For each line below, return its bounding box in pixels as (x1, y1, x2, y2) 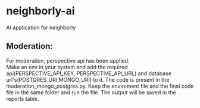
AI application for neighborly (6, 24, 76, 31)
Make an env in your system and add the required (6, 63, 128, 70)
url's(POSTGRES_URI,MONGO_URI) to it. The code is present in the (6, 76, 170, 83)
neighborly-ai (6, 4, 76, 18)
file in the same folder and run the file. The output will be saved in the (6, 88, 177, 96)
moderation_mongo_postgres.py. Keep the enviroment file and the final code (6, 82, 194, 90)
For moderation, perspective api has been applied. (6, 57, 130, 64)
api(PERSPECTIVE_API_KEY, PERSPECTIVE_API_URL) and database (6, 70, 171, 77)
